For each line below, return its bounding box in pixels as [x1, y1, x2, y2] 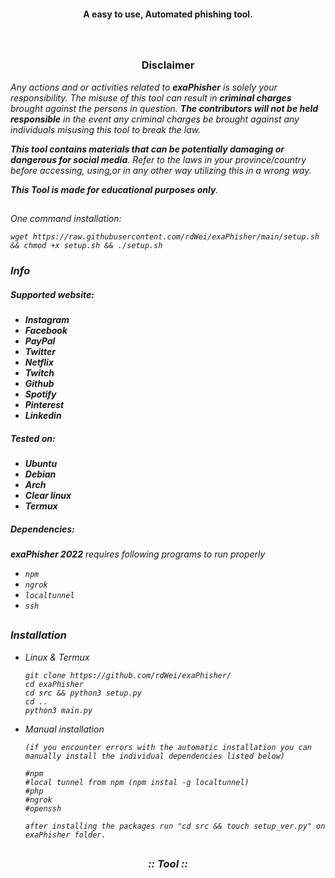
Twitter [24, 346, 56, 358]
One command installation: [10, 213, 122, 225]
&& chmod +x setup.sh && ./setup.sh [10, 241, 163, 251]
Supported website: [10, 288, 95, 300]
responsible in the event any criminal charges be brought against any [10, 113, 300, 125]
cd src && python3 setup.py [24, 688, 142, 698]
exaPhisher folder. [24, 830, 107, 840]
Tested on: [10, 432, 56, 444]
